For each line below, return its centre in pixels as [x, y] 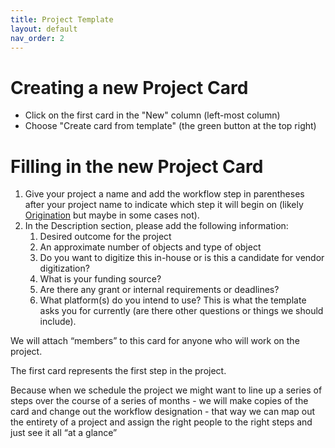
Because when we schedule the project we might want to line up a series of [166, 390]
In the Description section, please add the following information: [156, 226]
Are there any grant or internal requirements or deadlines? [159, 290]
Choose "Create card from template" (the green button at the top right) [170, 126]
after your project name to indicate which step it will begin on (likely [164, 205]
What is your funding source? [100, 279]
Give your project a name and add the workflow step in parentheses [164, 194]
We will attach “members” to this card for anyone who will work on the [155, 341]
